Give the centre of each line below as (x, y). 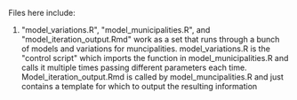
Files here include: (42, 13)
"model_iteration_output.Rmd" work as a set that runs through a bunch (150, 39)
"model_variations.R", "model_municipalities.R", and (116, 30)
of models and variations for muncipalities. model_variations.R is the (145, 49)
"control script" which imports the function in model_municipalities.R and (155, 58)
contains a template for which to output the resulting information (139, 86)
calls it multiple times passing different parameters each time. (134, 67)
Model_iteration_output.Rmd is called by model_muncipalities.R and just (152, 77)
